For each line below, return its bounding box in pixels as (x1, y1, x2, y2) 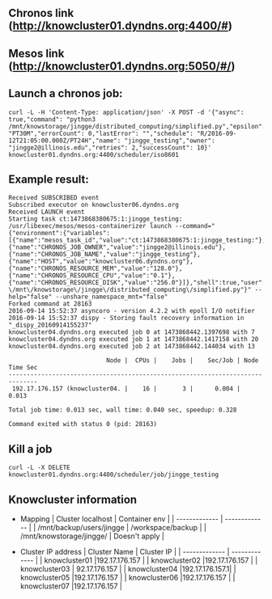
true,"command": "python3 (8, 115, 96, 124)
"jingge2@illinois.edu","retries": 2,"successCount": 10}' (8, 143, 212, 152)
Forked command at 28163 (8, 300, 92, 308)
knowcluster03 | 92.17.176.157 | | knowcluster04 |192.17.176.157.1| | (19, 564, 236, 574)
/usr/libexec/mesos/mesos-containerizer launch (8, 222, 172, 230)
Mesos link (8, 46, 65, 60)
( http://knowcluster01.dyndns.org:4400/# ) (8, 19, 233, 33)
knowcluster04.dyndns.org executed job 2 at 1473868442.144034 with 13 (8, 343, 255, 351)
